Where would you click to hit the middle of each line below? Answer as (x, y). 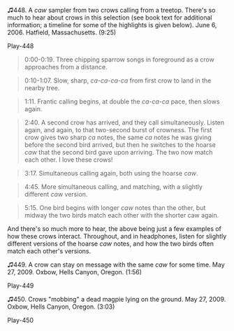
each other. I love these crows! (68, 160)
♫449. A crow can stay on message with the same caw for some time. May (116, 265)
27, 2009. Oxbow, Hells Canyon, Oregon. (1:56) (74, 272)
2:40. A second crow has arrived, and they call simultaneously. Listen (124, 122)
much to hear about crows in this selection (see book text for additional (110, 17)
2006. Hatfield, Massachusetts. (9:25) (62, 32)
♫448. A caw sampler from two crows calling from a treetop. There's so (111, 10)
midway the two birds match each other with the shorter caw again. (122, 215)
